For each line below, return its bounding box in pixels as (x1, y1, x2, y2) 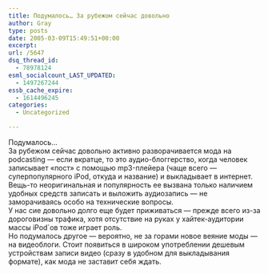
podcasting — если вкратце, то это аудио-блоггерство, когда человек (8, 155, 248, 164)
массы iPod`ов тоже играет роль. (8, 223, 122, 232)
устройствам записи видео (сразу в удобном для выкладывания (8, 248, 230, 257)
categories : (8, 101, 48, 109)
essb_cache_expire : (8, 86, 74, 95)
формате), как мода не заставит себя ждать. (8, 257, 162, 266)
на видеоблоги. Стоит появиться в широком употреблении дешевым (8, 240, 246, 249)
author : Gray (8, 19, 52, 27)
